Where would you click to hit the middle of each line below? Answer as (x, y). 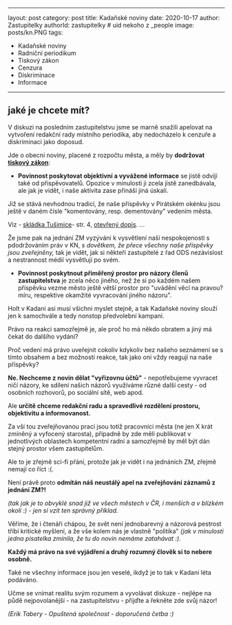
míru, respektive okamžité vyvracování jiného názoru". (95, 295)
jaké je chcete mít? (49, 111)
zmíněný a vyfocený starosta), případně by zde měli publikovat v (99, 433)
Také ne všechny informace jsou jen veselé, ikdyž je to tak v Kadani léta (110, 572)
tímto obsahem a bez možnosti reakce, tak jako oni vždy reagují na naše (110, 357)
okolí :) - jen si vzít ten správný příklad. (63, 510)
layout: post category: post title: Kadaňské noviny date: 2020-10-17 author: (114, 18)
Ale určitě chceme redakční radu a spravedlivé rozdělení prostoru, (104, 406)
